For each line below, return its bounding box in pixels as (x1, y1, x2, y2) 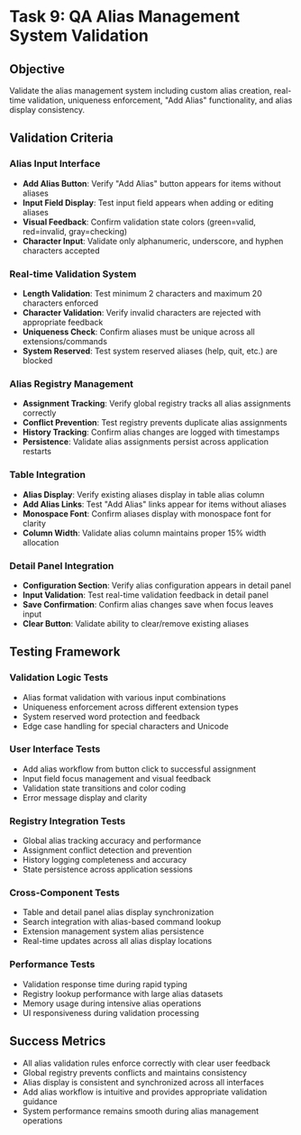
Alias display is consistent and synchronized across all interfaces (22, 1076, 264, 1087)
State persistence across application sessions (22, 864, 194, 875)
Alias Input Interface (9, 158, 101, 170)
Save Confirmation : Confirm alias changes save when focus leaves (22, 599, 274, 609)
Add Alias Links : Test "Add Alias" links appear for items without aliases (22, 499, 287, 509)
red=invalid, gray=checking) (22, 225, 128, 236)
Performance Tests (9, 958, 96, 971)
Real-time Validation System (9, 268, 137, 280)
